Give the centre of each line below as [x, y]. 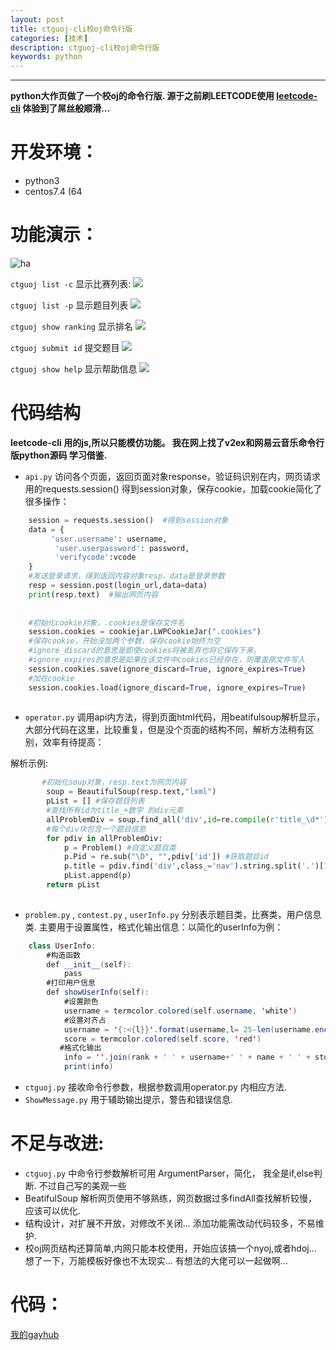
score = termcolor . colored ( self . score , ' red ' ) [162, 1039]
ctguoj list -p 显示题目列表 [69, 305]
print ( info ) [88, 1067]
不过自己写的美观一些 [82, 1185]
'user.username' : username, [109, 539]
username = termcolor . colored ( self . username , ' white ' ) [180, 1011]
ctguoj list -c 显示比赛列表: [71, 284]
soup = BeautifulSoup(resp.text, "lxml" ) [131, 792]
